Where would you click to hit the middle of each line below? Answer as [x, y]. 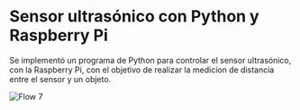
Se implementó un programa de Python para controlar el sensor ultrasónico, [150, 60]
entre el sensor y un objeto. [60, 79]
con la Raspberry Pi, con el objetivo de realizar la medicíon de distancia [142, 70]
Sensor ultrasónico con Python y [134, 17]
